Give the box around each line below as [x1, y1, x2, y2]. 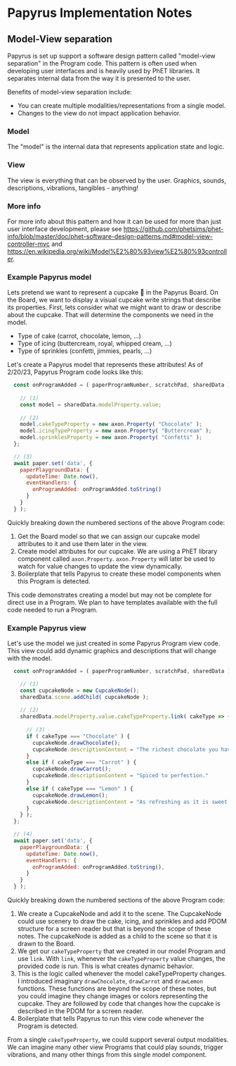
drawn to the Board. [17, 939, 76, 948]
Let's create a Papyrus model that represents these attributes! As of [7, 361, 204, 369]
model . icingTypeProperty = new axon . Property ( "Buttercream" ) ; [20, 428, 212, 435]
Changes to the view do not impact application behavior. [17, 109, 181, 117]
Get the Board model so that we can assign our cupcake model [17, 532, 200, 540]
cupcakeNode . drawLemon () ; [32, 791, 109, 799]
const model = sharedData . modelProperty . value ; [20, 401, 162, 408]
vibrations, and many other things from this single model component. [7, 1050, 207, 1059]
